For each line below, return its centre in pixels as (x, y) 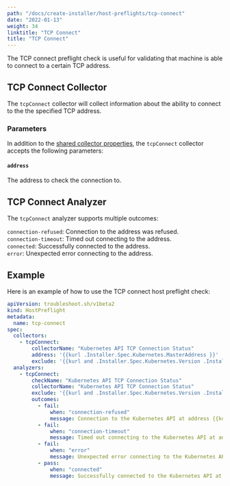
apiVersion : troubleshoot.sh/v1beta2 (61, 304)
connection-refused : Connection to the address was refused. (93, 232)
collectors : (30, 336)
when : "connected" (76, 470)
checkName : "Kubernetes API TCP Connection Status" (107, 381)
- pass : (48, 463)
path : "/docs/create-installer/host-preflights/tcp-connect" (96, 13)
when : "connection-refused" (90, 412)
